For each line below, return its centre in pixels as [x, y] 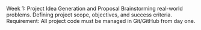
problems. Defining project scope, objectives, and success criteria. [89, 15]
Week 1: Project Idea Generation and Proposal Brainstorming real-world [95, 9]
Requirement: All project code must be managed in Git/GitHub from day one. [101, 21]
